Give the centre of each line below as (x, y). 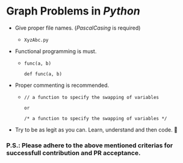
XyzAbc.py (36, 40)
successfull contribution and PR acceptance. (73, 153)
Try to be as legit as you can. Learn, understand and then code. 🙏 (96, 129)
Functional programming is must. (56, 51)
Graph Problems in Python (73, 11)
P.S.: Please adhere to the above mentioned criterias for (90, 145)
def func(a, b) (43, 74)
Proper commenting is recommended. (62, 85)
